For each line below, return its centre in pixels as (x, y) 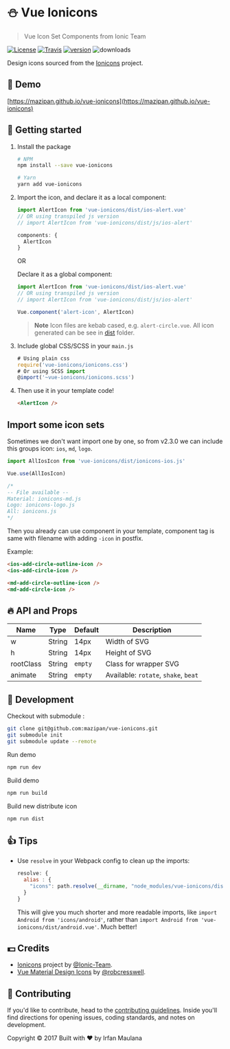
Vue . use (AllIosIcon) (37, 473)
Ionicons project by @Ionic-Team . (65, 965)
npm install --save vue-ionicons (65, 166)
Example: (20, 552)
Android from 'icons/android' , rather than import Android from (107, 919)
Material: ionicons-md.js (44, 499)
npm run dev (24, 767)
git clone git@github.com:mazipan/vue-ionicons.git (82, 729)
